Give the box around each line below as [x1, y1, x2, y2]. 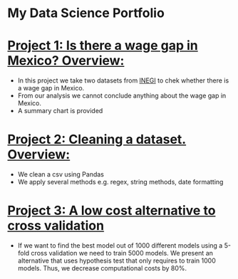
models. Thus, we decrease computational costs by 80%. [17, 264, 187, 272]
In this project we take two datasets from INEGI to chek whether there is [17, 76, 229, 85]
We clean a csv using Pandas [17, 170, 105, 179]
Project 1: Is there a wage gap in [7, 38, 198, 54]
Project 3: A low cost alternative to [7, 203, 216, 219]
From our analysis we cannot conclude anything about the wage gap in [17, 91, 227, 100]
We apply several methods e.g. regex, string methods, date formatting [17, 178, 224, 186]
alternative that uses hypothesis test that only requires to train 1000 [17, 256, 216, 265]
